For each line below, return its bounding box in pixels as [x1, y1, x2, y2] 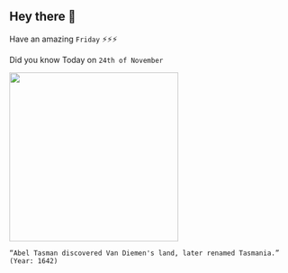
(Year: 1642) [9, 256, 58, 266]
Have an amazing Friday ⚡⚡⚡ [9, 33, 118, 44]
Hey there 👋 [9, 9, 76, 24]
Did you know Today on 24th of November [9, 54, 164, 65]
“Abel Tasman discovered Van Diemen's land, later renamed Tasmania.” [9, 249, 280, 258]
